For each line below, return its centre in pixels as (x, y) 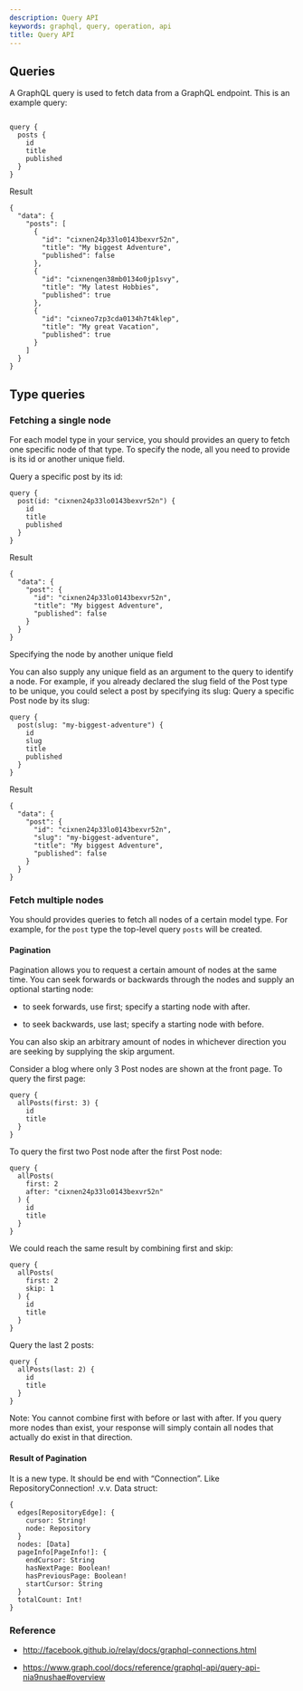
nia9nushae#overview (64, 1677)
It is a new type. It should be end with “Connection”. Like (114, 1478)
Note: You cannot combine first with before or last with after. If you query (146, 1419)
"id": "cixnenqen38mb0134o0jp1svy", (111, 280)
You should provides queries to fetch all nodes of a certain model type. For (148, 920)
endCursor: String (60, 1560)
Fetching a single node (60, 420)
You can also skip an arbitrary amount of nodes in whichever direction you (148, 1042)
